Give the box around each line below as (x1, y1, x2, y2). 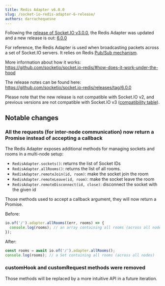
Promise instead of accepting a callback (5, 134, 103, 141)
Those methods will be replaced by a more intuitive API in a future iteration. (5, 275, 157, 281)
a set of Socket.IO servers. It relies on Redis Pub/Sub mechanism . (5, 50, 138, 56)
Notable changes (5, 114, 59, 122)
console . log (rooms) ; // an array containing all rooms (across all (9, 225, 151, 230)
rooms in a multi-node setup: (5, 151, 64, 157)
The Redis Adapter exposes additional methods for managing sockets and (5, 146, 155, 152)
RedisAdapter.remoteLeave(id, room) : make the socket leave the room (12, 176, 155, 182)
